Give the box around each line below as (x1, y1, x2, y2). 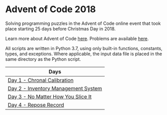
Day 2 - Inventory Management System (8, 85, 102, 92)
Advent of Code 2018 (5, 4, 96, 15)
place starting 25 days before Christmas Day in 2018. (5, 25, 116, 31)
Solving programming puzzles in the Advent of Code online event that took (5, 20, 161, 26)
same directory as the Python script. (5, 56, 81, 62)
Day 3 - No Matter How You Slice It (8, 93, 92, 100)
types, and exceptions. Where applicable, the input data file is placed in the (5, 51, 162, 57)
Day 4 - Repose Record (8, 101, 64, 108)
